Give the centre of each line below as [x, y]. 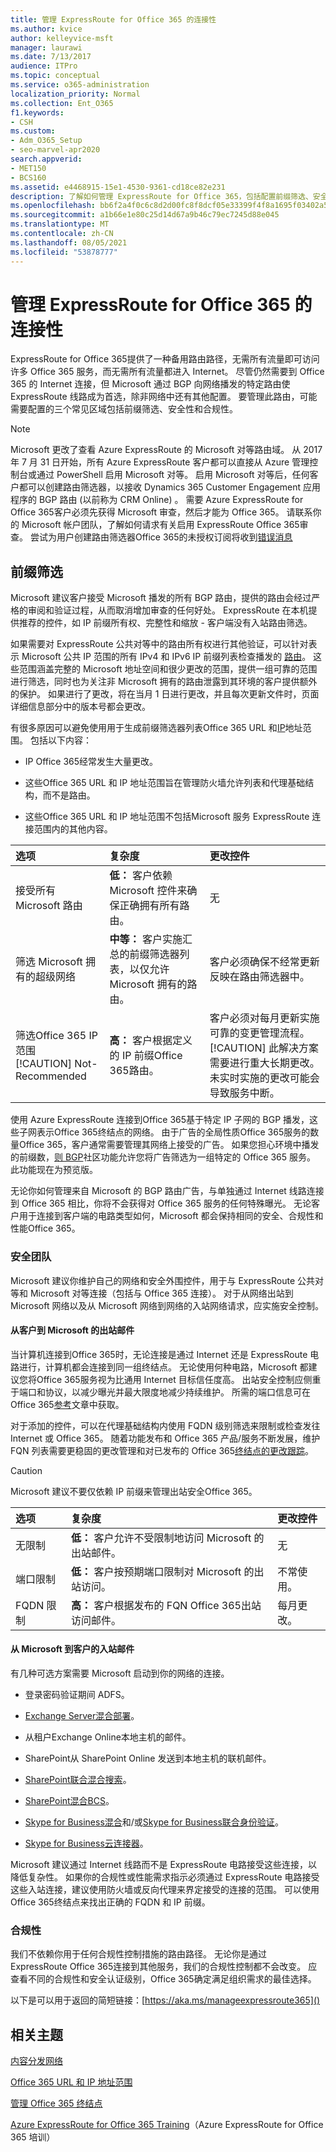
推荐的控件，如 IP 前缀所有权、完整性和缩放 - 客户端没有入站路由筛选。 [165, 623]
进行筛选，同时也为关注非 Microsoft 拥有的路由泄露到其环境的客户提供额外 [164, 682]
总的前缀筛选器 [144, 954]
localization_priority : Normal [75, 94]
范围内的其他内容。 [73, 829]
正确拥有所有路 [154, 906]
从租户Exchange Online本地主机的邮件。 [108, 1737]
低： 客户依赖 [141, 876]
